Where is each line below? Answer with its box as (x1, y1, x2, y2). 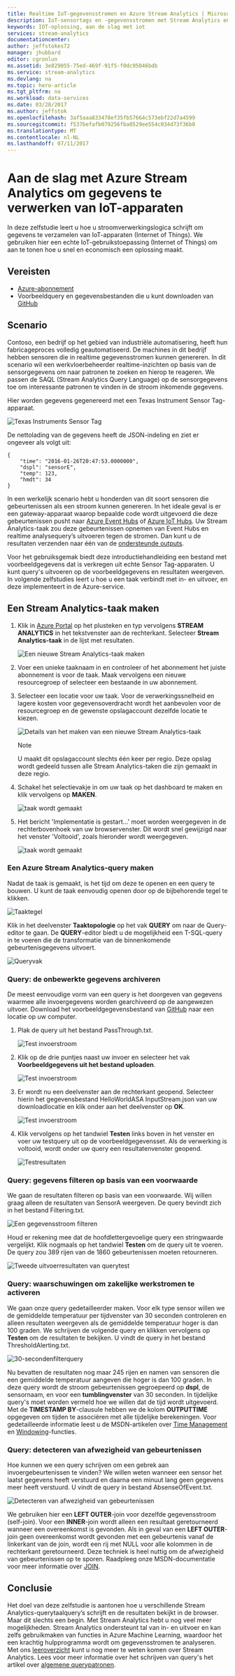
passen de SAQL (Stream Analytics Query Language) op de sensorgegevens (7, 375, 228, 383)
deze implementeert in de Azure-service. (7, 582, 126, 591)
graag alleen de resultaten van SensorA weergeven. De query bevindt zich (7, 1198, 222, 1207)
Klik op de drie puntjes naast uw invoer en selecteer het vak (17, 1053, 190, 1061)
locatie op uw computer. (7, 1012, 77, 1021)
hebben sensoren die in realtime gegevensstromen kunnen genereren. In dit (7, 352, 226, 361)
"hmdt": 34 (20, 476, 52, 483)
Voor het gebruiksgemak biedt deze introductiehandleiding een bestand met (7, 552, 227, 561)
